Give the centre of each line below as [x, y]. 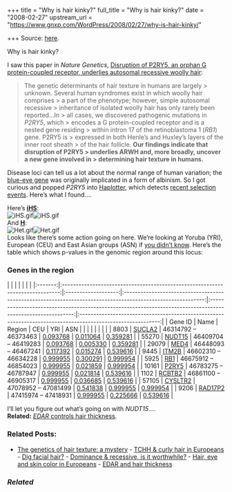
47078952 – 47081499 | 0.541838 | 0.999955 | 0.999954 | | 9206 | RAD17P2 [116, 388]
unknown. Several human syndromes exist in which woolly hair [113, 93]
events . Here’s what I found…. [49, 194]
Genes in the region [41, 270]
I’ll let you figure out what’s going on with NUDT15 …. [81, 409]
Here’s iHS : [23, 208]
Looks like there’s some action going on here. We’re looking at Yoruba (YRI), [115, 237]
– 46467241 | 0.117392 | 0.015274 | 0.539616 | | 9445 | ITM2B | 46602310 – [114, 352]
